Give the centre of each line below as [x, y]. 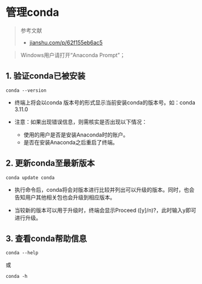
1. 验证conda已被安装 [46, 76]
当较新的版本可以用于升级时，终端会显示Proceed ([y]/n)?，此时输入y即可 [105, 210]
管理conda [32, 12]
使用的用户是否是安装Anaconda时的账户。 [76, 135]
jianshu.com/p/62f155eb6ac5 [66, 42]
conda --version [26, 90]
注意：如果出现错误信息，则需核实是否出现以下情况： [81, 121]
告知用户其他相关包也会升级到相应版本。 [65, 197]
